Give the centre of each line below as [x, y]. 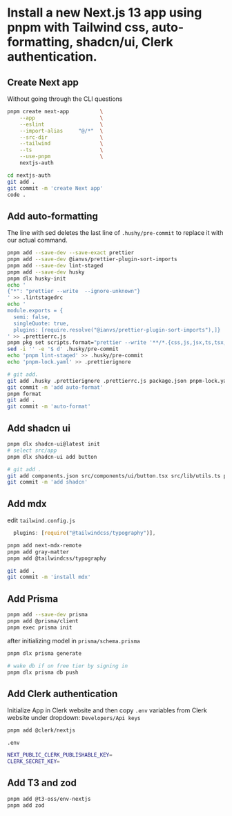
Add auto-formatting [53, 216]
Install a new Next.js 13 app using [105, 13]
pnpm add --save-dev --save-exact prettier [71, 253]
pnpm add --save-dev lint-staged [55, 265]
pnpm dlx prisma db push [43, 672]
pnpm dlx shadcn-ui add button [52, 457]
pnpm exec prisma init [40, 627]
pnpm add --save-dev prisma [48, 615]
